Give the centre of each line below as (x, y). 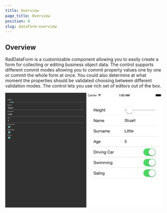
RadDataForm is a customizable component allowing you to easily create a (82, 59)
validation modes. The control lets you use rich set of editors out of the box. (83, 86)
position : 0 (17, 21)
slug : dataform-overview (31, 26)
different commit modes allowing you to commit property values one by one (83, 70)
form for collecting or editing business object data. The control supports (79, 64)
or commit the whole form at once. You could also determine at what (76, 75)
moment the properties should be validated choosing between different (78, 80)
